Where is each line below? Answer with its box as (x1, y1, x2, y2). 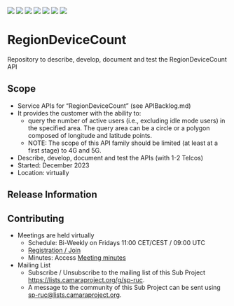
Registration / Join (27, 246, 81, 254)
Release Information (7, 189, 98, 201)
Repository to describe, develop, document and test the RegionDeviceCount (7, 55, 228, 63)
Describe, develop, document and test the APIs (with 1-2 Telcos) (17, 153, 204, 162)
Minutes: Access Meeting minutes (27, 253, 126, 262)
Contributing (7, 212, 64, 224)
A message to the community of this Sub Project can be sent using (27, 283, 221, 291)
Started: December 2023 (17, 161, 90, 169)
